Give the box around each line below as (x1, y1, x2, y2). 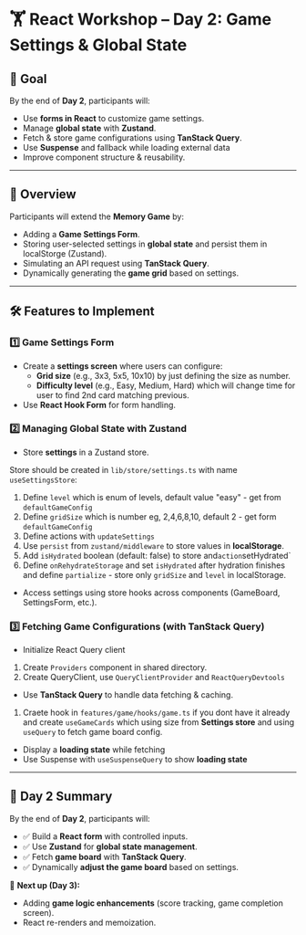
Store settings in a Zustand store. (22, 446, 149, 457)
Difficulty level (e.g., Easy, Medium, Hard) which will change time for (36, 380, 296, 391)
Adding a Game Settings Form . (22, 228, 140, 239)
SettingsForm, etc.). (22, 596, 97, 607)
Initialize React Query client (22, 645, 126, 656)
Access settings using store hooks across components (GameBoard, (22, 587, 280, 598)
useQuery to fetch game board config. (22, 727, 163, 738)
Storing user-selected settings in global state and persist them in (22, 238, 268, 249)
